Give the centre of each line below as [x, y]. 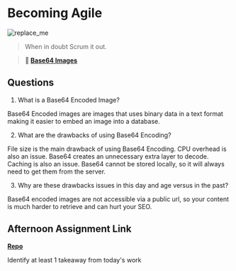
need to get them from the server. [57, 171]
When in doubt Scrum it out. [66, 46]
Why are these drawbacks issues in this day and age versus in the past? [123, 185]
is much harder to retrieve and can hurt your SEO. [80, 206]
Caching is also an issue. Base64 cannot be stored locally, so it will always [116, 164]
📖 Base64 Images [51, 60]
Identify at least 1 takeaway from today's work [74, 260]
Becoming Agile [55, 13]
